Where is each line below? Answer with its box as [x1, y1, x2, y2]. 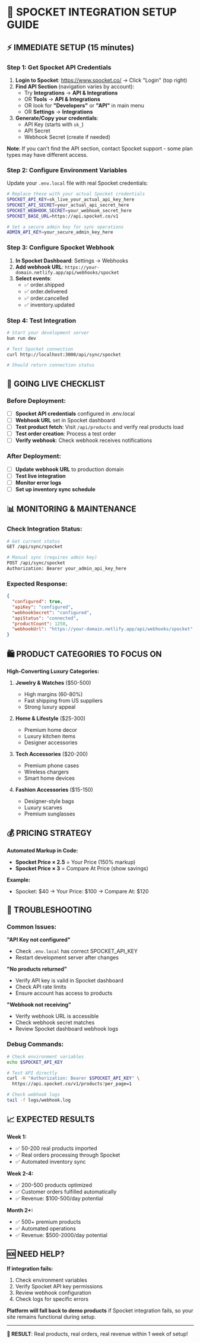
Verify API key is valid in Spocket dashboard [15, 977, 123, 984]
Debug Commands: [7, 1040, 64, 1048]
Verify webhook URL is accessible [15, 1013, 99, 1020]
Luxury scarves [24, 804, 63, 811]
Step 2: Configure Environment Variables [7, 166, 128, 174]
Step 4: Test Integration [7, 316, 77, 324]
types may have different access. [7, 151, 88, 158]
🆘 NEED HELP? [7, 1249, 65, 1259]
